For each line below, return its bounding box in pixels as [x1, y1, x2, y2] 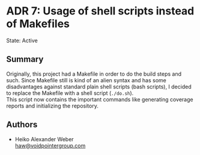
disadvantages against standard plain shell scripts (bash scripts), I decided [6, 83, 192, 90]
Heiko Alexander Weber [14, 135, 74, 142]
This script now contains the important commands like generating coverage [6, 96, 193, 103]
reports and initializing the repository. [6, 102, 99, 109]
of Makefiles [6, 17, 70, 31]
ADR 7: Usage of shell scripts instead [6, 4, 195, 18]
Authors [6, 120, 38, 130]
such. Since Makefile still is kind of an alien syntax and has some [6, 76, 166, 84]
